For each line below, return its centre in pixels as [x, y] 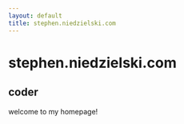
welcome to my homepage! [53, 111]
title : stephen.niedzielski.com [62, 23]
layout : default [35, 16]
